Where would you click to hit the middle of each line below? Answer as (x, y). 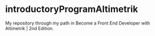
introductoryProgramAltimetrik (72, 9)
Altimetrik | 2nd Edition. (29, 28)
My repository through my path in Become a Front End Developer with (78, 23)
